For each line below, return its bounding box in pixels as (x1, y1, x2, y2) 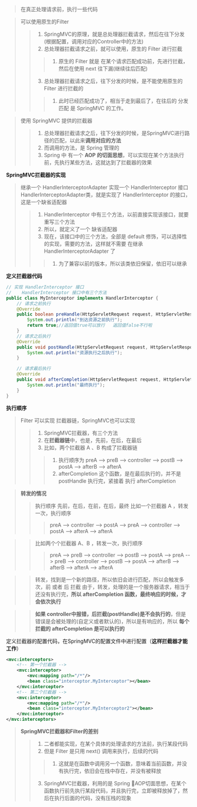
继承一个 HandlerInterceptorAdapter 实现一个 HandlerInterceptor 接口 (20, 184, 189, 191)
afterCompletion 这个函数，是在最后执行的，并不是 (58, 470, 182, 477)
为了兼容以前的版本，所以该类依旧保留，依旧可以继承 (58, 260, 188, 267)
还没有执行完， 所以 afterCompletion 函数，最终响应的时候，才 (35, 591, 186, 598)
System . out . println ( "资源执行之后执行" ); (27, 350, 123, 355)
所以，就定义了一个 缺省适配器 (43, 226, 118, 232)
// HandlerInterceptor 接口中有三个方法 (6, 290, 107, 296)
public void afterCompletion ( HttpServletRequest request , (16, 377, 161, 382)
